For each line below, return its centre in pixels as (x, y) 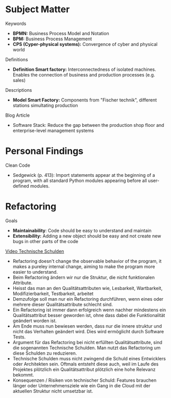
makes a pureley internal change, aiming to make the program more (84, 267)
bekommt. (23, 375)
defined (21, 186)
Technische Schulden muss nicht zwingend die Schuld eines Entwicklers (89, 358)
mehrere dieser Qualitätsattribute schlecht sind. (63, 304)
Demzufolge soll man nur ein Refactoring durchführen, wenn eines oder (88, 299)
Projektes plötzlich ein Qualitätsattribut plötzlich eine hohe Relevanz (84, 369)
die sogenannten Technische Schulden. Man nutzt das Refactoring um (87, 348)
